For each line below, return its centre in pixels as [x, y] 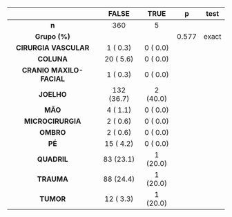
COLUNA [52, 59]
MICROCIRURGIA [52, 121]
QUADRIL [52, 159]
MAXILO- [67, 70]
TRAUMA [52, 179]
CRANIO [36, 70]
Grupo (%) [52, 36]
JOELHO [52, 94]
